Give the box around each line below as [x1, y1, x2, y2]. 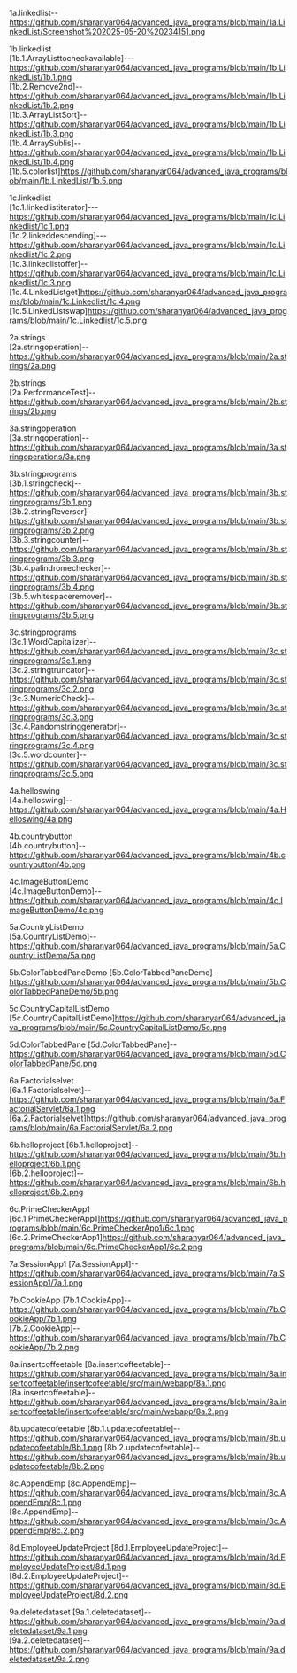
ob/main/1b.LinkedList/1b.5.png [9, 176, 123, 185]
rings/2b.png [9, 406, 57, 416]
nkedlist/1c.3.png [9, 278, 72, 287]
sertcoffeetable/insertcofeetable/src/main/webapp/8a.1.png [9, 1378, 227, 1388]
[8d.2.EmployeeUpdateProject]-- [9, 1571, 130, 1581]
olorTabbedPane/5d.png [9, 1059, 98, 1068]
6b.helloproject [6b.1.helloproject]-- [9, 1139, 139, 1150]
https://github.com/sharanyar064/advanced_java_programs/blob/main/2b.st [9, 396, 288, 407]
